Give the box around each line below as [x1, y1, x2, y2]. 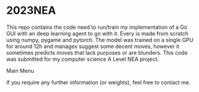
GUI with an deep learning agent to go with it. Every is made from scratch [6, 29, 189, 37]
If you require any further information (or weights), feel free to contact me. [6, 79, 191, 86]
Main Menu [6, 67, 34, 74]
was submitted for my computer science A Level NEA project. [6, 55, 159, 63]
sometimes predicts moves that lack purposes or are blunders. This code [6, 49, 188, 56]
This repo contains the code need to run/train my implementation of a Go [6, 23, 188, 31]
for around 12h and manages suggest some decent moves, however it [6, 43, 180, 50]
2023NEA [6, 4, 56, 17]
